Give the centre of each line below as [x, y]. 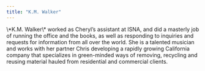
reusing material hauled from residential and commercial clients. [87, 61]
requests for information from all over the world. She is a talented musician [100, 42]
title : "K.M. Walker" [34, 12]
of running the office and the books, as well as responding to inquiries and [100, 35]
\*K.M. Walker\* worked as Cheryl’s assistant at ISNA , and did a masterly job [103, 29]
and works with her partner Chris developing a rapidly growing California [98, 49]
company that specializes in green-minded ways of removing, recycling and [102, 55]
